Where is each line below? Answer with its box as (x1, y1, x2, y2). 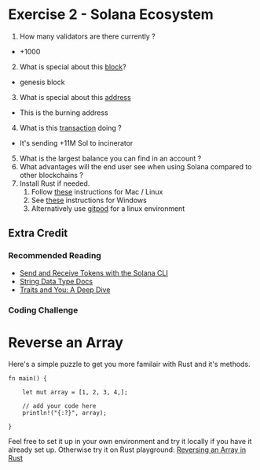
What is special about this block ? (19, 61, 127, 72)
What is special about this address (19, 92, 131, 102)
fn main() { (8, 375, 47, 383)
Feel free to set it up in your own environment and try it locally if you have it (8, 437, 252, 446)
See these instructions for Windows (31, 195, 147, 205)
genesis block (19, 77, 65, 87)
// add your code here (22, 402, 97, 410)
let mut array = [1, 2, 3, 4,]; (22, 388, 128, 397)
